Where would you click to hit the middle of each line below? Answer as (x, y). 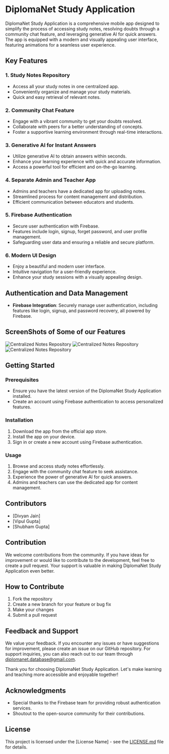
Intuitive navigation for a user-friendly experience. (65, 272)
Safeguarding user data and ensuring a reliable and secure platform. (83, 242)
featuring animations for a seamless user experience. (61, 45)
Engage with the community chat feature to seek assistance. (75, 472)
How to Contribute (35, 587)
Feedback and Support (42, 631)
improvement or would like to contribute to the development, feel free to (80, 560)
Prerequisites (22, 380)
